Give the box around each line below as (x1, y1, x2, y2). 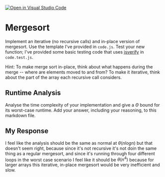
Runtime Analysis (5, 89, 61, 97)
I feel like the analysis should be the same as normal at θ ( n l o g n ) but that (5, 140, 153, 146)
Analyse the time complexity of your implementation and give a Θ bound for (5, 102, 160, 108)
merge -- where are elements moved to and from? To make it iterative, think (5, 69, 161, 75)
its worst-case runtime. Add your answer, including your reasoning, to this (5, 107, 157, 113)
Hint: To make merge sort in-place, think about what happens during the (5, 63, 153, 69)
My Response (5, 127, 49, 135)
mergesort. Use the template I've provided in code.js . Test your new (5, 44, 145, 50)
